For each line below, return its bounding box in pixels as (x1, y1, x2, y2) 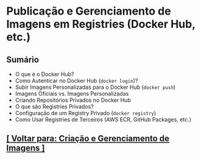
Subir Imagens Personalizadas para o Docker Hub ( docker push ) (15, 83, 176, 91)
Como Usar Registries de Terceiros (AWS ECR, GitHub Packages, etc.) (15, 116, 192, 123)
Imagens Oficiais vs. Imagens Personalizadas (15, 90, 129, 97)
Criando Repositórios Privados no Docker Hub (15, 96, 131, 104)
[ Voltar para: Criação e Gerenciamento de (6, 133, 169, 144)
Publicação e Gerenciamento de (6, 4, 172, 18)
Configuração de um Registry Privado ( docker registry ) (15, 110, 157, 116)
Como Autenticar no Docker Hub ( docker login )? (15, 77, 138, 84)
